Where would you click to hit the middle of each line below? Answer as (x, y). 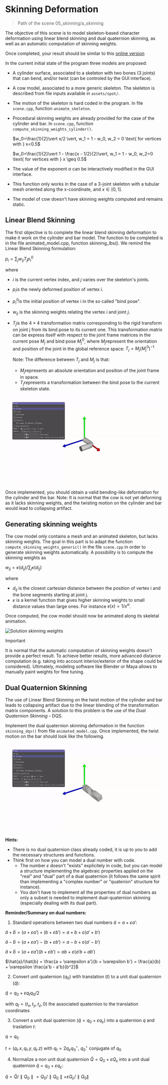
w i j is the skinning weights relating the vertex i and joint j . (71, 313)
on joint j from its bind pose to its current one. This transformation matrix (88, 330)
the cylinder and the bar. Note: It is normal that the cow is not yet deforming (83, 498)
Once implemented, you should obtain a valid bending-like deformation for (82, 492)
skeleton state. (35, 389)
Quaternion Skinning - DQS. (34, 716)
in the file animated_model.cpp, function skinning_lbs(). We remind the (78, 243)
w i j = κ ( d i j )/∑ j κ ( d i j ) (24, 568)
